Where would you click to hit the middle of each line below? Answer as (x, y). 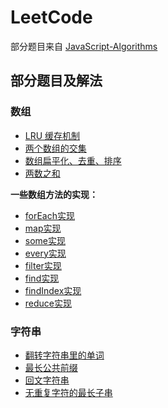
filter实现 (43, 265)
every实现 (45, 253)
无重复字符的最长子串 (68, 392)
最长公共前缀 (51, 367)
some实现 (45, 240)
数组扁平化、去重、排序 (73, 160)
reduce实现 (48, 303)
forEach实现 (50, 215)
